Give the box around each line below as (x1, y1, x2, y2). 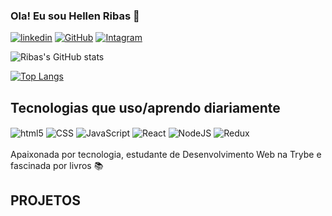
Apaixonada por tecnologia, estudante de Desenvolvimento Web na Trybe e (10, 148, 322, 160)
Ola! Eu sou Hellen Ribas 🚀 (10, 9, 140, 23)
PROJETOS (10, 192, 81, 209)
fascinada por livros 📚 (10, 159, 104, 171)
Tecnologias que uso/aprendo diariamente (10, 99, 281, 116)
